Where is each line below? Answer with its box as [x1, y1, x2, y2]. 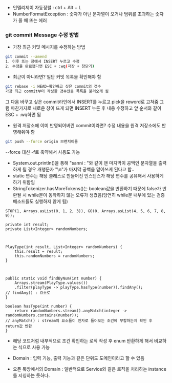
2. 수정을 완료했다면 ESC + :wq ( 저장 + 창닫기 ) [5, 64, 95, 69]
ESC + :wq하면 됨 [5, 111, 41, 117]
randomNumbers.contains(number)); [5, 312, 79, 318]
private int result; [5, 222, 50, 227]
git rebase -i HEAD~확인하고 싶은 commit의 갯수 [5, 84, 101, 89]
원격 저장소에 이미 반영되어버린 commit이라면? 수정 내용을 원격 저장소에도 [12, 122, 161, 128]
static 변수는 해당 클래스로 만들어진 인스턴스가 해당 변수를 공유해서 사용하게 [12, 172, 164, 178]
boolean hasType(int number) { [5, 304, 72, 309]
